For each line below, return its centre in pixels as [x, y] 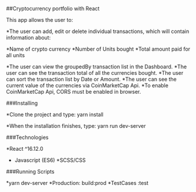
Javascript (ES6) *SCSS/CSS [50, 160]
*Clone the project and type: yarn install [55, 115]
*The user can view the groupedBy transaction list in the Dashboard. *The [97, 67]
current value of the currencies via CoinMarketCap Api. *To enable [87, 85]
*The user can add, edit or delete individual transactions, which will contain [98, 31]
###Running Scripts [30, 171]
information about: [29, 37]
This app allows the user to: [40, 20]
